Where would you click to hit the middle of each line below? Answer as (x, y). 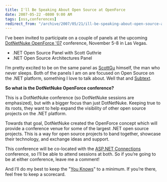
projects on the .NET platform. (36, 114)
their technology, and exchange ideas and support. (57, 139)
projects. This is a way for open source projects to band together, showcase (83, 134)
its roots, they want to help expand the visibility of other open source (76, 108)
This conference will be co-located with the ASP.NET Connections (73, 149)
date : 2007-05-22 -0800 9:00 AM (39, 14)
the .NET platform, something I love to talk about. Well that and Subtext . (78, 78)
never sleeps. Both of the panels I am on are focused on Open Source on (80, 73)
